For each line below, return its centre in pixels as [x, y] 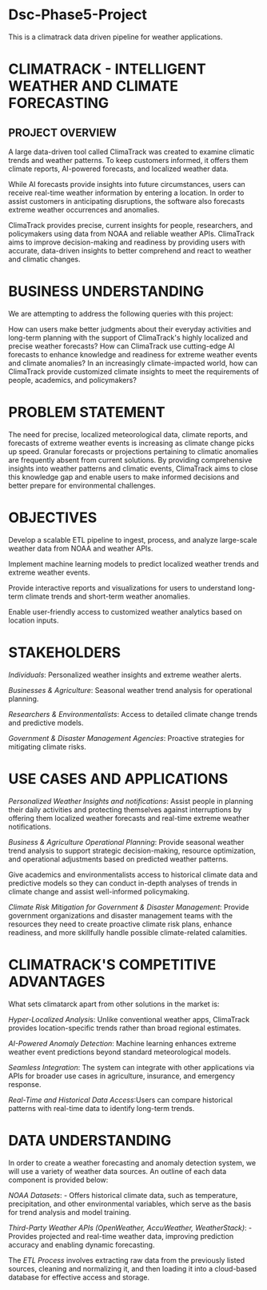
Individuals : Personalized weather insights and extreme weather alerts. [125, 675]
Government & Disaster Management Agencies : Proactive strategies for [127, 738]
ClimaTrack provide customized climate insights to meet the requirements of [134, 371]
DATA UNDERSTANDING [90, 1140]
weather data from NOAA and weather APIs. [81, 548]
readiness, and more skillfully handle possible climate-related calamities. [128, 932]
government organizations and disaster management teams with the [121, 915]
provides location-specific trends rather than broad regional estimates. [125, 1028]
